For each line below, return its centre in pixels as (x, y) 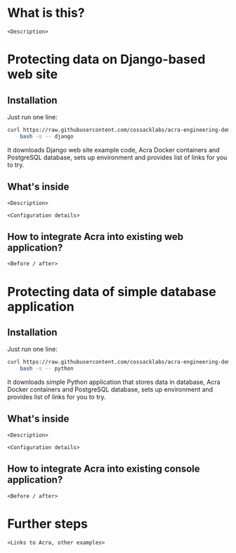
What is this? (46, 13)
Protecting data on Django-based (106, 59)
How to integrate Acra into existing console (104, 469)
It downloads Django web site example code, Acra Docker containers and (113, 149)
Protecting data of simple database (112, 292)
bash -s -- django (47, 136)
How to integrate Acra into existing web (96, 236)
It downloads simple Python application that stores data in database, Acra (114, 382)
